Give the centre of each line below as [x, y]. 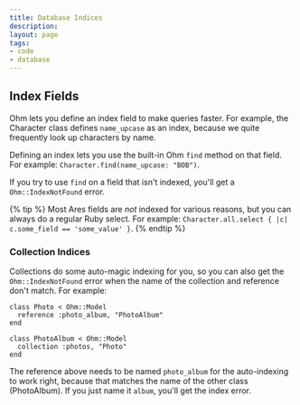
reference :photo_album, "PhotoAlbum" [91, 316]
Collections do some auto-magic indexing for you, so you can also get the [147, 271]
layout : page [34, 34]
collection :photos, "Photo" [72, 347]
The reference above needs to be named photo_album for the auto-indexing [149, 372]
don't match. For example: [58, 291]
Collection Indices [50, 251]
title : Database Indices [56, 18]
